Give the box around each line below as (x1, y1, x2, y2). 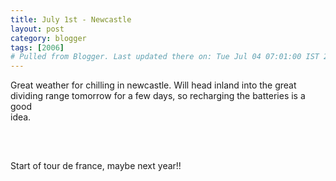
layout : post (10, 24, 65, 34)
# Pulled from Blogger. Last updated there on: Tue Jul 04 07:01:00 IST (10, 52, 320, 62)
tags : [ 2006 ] (10, 42, 65, 53)
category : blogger (10, 33, 87, 43)
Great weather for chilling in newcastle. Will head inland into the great (10, 79, 297, 91)
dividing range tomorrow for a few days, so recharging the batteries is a (10, 90, 306, 102)
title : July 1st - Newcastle (10, 14, 132, 25)
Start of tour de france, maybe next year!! (10, 160, 182, 172)
